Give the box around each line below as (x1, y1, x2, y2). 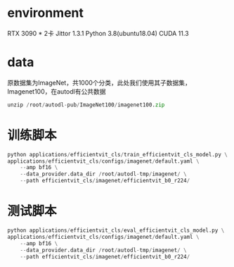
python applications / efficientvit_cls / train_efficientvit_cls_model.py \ (7, 151, 228, 158)
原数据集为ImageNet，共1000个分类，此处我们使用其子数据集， (7, 78, 192, 87)
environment (7, 5, 84, 21)
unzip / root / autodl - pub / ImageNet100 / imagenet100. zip (7, 101, 165, 108)
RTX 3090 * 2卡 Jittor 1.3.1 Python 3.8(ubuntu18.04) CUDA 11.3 (7, 29, 189, 37)
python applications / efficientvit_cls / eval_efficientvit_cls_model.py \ (7, 227, 225, 234)
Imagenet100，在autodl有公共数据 (7, 87, 106, 96)
